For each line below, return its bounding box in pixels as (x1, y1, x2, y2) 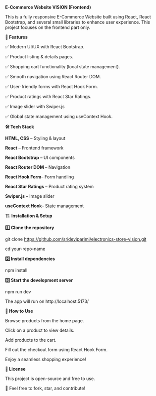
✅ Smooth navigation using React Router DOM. (5, 74, 101, 79)
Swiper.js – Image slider (5, 193, 54, 199)
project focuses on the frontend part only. (5, 24, 91, 30)
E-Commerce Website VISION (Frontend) (5, 4, 91, 10)
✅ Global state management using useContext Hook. (5, 114, 113, 119)
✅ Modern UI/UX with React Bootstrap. (5, 44, 85, 49)
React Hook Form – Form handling (5, 174, 74, 180)
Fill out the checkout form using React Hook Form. (5, 347, 108, 353)
